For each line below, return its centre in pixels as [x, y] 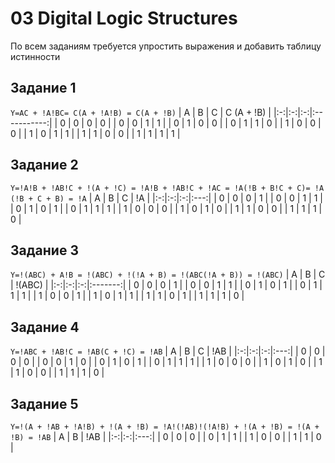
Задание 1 [43, 88]
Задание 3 [44, 250]
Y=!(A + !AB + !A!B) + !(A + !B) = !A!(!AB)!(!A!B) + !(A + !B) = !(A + [165, 427]
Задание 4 [45, 327]
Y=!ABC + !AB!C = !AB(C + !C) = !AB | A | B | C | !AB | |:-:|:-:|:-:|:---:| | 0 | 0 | [168, 351]
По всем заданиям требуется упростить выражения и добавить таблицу [166, 46]
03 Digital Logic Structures [124, 18]
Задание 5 [44, 403]
